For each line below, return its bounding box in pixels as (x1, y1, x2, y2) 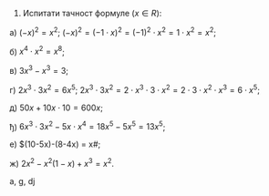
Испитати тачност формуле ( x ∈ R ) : (22, 8, 162, 18)
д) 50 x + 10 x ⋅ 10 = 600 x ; (9, 102, 103, 113)
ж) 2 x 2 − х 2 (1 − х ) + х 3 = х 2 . (9, 157, 115, 169)
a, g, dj (9, 175, 36, 186)
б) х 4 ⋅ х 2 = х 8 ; (9, 45, 66, 57)
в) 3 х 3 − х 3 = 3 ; (9, 64, 69, 76)
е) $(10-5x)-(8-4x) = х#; (9, 139, 101, 150)
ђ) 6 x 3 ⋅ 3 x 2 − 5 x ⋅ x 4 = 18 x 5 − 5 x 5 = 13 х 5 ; (9, 119, 166, 132)
